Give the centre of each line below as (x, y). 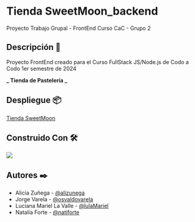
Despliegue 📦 (34, 100)
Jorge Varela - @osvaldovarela (54, 199)
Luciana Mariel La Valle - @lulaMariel (62, 206)
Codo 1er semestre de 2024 (42, 68)
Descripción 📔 (34, 47)
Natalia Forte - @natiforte (47, 212)
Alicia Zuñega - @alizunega (50, 193)
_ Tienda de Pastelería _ (37, 80)
